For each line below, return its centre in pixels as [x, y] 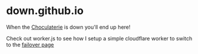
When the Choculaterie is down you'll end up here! [69, 27]
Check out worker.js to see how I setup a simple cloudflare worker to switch [99, 38]
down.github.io [45, 11]
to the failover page [30, 45]
